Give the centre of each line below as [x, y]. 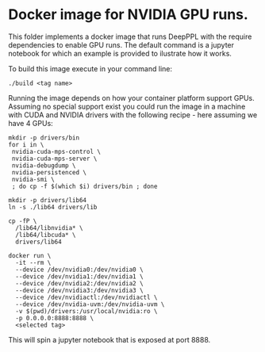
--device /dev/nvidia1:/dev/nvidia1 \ [80, 276]
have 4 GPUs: [31, 123]
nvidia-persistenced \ [49, 172]
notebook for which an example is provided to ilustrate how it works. [120, 53]
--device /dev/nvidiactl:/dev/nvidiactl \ [86, 297]
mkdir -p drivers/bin [44, 138]
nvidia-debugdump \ [44, 165]
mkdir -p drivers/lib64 [48, 200]
